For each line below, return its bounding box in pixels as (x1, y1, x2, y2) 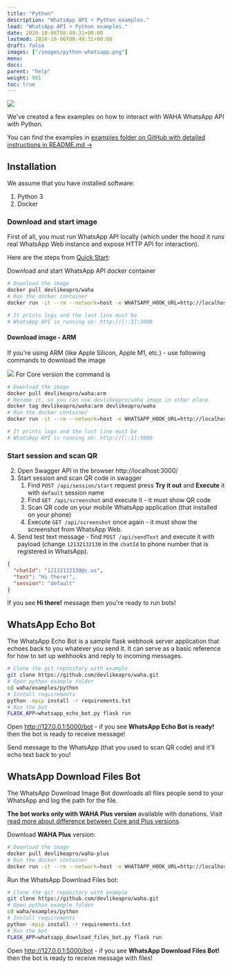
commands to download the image (7, 356, 106, 364)
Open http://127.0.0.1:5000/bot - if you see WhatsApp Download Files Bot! (7, 946, 220, 954)
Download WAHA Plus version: (7, 830, 96, 839)
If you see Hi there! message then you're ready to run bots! (7, 599, 176, 607)
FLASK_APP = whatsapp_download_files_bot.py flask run (7, 934, 162, 941)
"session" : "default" (13, 579, 76, 587)
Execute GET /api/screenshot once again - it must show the (27, 518, 197, 526)
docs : (7, 61, 23, 68)
